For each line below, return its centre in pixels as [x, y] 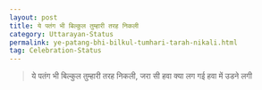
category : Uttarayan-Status [62, 34]
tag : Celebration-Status [55, 51]
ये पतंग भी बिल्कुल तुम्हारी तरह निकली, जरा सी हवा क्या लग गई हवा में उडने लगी [142, 76]
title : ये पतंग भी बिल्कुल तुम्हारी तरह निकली [74, 26]
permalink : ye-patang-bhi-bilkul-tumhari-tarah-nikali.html [124, 42]
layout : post [34, 17]
